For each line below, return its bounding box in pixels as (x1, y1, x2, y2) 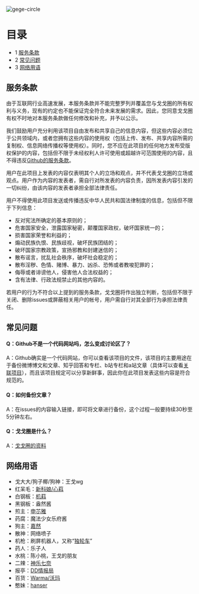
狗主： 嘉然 (14, 522, 41, 529)
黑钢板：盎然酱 (14, 500, 52, 507)
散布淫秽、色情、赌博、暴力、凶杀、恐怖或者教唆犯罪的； (14, 261, 155, 268)
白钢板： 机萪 (14, 493, 46, 500)
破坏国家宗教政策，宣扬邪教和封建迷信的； (14, 246, 119, 253)
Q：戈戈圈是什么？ (6, 427, 52, 435)
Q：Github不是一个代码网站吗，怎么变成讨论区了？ (6, 340, 131, 347)
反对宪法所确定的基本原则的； (14, 216, 88, 223)
